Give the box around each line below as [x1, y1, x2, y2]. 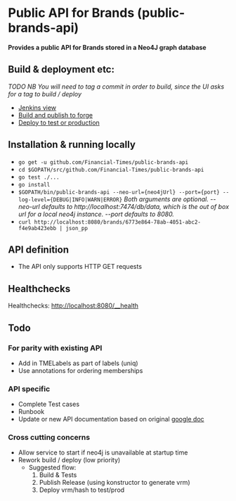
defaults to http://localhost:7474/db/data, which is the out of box [41, 202, 230, 210]
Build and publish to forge [18, 110, 93, 119]
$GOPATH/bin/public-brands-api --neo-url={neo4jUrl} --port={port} [18, 189, 220, 196]
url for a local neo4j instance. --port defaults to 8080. [18, 210, 175, 218]
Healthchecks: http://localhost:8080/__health [8, 301, 139, 310]
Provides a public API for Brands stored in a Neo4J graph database [8, 43, 206, 51]
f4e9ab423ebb [18, 224, 57, 232]
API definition [8, 243, 70, 255]
